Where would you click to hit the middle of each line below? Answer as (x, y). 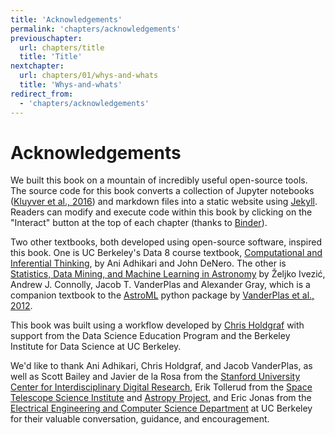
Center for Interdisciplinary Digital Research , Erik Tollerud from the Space (161, 387)
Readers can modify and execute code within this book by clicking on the (161, 212)
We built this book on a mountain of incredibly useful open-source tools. (159, 180)
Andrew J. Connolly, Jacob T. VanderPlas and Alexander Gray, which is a (160, 285)
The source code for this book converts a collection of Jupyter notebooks (162, 191)
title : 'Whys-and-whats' (71, 85)
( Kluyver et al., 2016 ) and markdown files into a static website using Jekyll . (164, 202)
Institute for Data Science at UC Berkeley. (96, 347)
